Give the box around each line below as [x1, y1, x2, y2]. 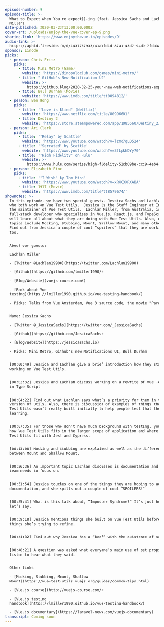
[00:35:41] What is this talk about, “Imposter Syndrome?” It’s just [9, 499, 154, 504]
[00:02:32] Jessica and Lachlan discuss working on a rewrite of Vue [9, 380, 154, 384]
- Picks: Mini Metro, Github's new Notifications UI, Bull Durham [9, 349, 147, 354]
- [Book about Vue [9, 287, 47, 292]
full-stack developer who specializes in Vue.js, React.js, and [9, 212, 143, 217]
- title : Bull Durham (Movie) [18, 89, 80, 94]
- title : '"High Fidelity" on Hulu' [18, 153, 93, 157]
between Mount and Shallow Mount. [9, 451, 80, 456]
